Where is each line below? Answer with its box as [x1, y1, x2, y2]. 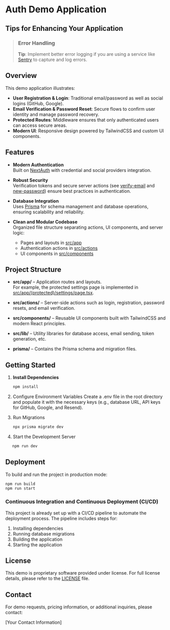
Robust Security [12, 177, 49, 183]
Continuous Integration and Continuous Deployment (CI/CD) [5, 498, 159, 505]
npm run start [5, 486, 36, 491]
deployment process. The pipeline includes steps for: [5, 515, 118, 521]
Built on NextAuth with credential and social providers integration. [12, 167, 152, 173]
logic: [12, 229, 25, 235]
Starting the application [12, 541, 62, 547]
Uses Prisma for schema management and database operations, [12, 203, 148, 209]
